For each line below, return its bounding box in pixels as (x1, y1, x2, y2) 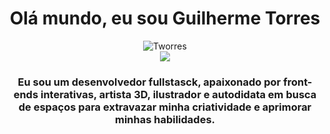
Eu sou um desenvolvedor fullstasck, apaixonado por (17, 75, 282, 89)
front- (283, 75, 313, 89)
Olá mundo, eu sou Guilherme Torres (9, 7, 321, 30)
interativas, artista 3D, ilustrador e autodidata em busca (40, 87, 317, 101)
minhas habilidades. (114, 112, 216, 126)
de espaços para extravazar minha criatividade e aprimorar (18, 100, 312, 114)
